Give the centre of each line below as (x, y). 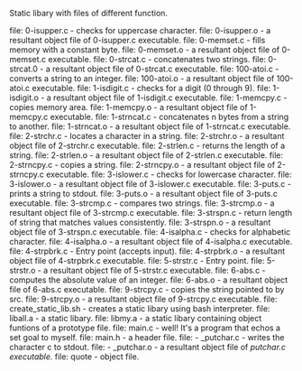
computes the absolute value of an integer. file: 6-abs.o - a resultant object (149, 280)
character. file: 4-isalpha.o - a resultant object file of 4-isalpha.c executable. (151, 241)
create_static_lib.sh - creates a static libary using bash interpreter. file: (140, 309)
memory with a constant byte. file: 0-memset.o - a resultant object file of (145, 50)
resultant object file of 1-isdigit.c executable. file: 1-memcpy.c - (170, 97)
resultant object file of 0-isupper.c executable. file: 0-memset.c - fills (137, 40)
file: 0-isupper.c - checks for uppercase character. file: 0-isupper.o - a (140, 30)
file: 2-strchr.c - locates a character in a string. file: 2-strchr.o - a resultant (147, 136)
